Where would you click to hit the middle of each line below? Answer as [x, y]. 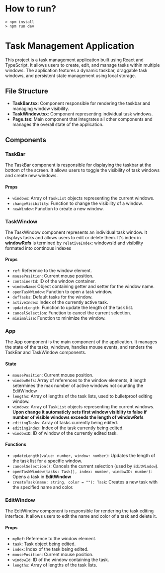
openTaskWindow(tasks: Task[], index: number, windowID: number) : [82, 471]
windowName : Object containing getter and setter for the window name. [83, 286]
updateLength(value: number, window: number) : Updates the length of [84, 455]
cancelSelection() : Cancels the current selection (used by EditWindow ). [85, 466]
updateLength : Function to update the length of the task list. [73, 308]
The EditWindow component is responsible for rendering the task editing [80, 511]
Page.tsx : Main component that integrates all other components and [82, 119]
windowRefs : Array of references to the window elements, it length [79, 380]
